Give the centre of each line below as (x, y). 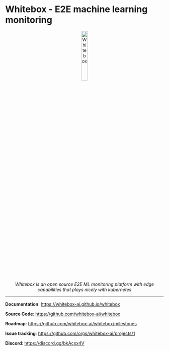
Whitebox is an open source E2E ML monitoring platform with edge (84, 284)
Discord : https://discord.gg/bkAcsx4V (45, 343)
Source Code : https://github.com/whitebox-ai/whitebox (63, 314)
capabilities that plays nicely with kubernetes (84, 289)
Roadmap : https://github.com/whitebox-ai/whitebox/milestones (71, 323)
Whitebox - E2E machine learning (76, 9)
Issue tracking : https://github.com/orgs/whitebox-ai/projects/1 (70, 333)
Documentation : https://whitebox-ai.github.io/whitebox (63, 304)
